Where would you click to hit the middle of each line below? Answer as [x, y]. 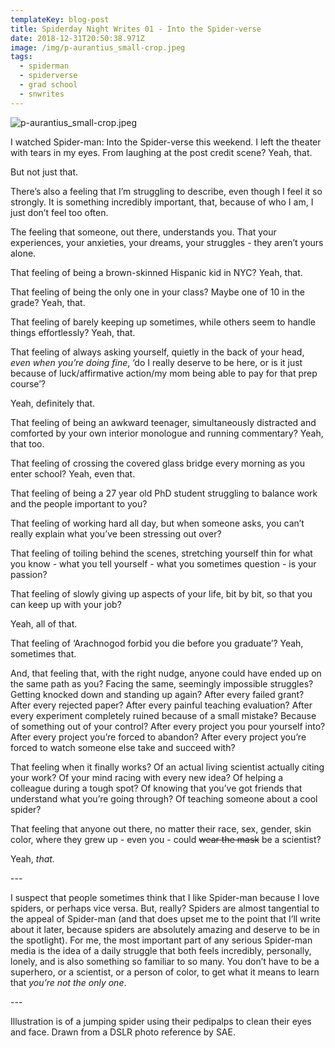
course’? [28, 383]
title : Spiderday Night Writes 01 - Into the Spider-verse [136, 29]
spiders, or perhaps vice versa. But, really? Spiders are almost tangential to [165, 908]
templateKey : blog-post [60, 19]
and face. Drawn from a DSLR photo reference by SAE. [123, 1032]
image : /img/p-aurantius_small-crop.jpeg [98, 47]
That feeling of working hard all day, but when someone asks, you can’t [157, 523]
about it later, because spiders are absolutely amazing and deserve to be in [165, 929]
